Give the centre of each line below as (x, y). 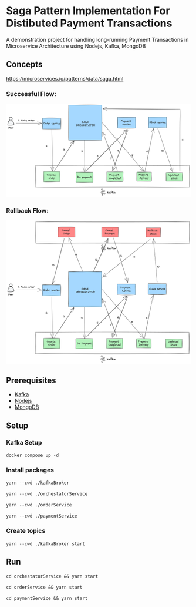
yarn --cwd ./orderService (39, 505)
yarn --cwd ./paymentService (42, 516)
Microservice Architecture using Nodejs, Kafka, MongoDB (76, 46)
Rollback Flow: (27, 210)
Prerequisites (31, 380)
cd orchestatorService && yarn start (52, 576)
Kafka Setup (24, 442)
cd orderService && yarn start (44, 587)
